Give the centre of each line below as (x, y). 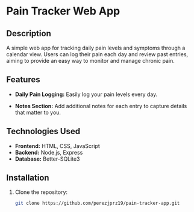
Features (23, 80)
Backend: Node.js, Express (49, 152)
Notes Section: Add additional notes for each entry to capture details (101, 106)
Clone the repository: (41, 192)
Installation (28, 178)
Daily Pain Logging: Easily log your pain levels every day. (86, 94)
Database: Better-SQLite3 (47, 159)
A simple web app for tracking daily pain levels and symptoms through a (96, 48)
